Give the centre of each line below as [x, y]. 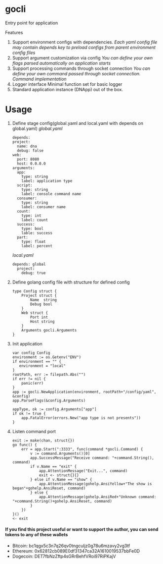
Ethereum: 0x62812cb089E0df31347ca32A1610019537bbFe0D [76, 551]
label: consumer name [43, 207]
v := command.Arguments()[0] [60, 453]
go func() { [24, 445]
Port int [39, 317]
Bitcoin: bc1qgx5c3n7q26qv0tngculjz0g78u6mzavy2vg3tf [71, 546]
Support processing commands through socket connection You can [81, 68]
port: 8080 [28, 159]
